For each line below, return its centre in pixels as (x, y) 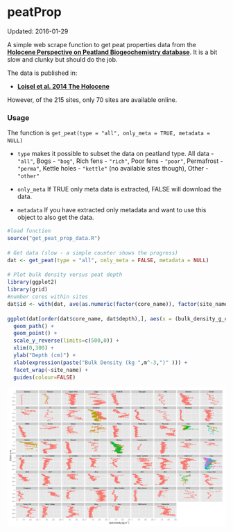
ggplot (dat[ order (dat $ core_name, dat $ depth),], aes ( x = (89, 319)
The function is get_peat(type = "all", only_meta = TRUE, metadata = (109, 133)
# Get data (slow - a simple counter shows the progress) (93, 253)
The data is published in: (42, 73)
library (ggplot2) (32, 282)
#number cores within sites (48, 297)
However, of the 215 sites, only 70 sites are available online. (92, 100)
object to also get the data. (55, 217)
